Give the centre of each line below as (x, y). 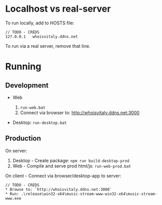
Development (27, 85)
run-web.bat (33, 108)
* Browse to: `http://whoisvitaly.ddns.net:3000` (59, 189)
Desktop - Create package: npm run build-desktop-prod (71, 160)
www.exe (13, 198)
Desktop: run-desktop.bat (39, 122)
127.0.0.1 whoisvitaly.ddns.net (42, 37)
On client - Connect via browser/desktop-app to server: (63, 176)
